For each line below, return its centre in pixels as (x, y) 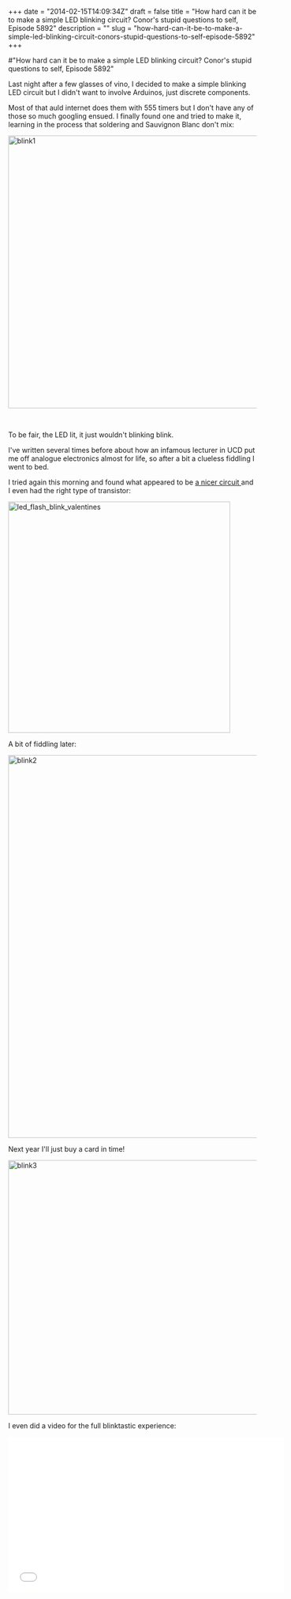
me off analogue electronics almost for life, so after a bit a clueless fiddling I (131, 458)
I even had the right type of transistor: (70, 490)
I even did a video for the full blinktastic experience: (92, 1426)
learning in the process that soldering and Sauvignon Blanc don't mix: (121, 124)
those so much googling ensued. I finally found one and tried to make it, (125, 116)
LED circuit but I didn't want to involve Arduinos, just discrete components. (129, 92)
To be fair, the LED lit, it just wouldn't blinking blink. (91, 435)
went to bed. (29, 467)
